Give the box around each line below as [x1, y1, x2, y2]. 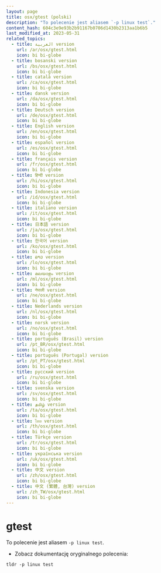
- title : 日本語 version [11, 221, 69, 227]
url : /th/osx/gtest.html [16, 423, 77, 429]
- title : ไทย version [11, 418, 63, 424]
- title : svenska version [11, 385, 75, 391]
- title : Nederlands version [11, 304, 83, 309]
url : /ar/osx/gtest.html [16, 47, 77, 53]
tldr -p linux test [6, 562, 54, 568]
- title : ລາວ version [11, 254, 64, 260]
